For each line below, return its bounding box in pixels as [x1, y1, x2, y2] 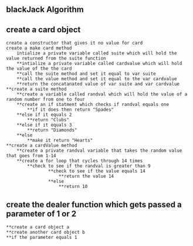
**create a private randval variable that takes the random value [16, 148, 182, 154]
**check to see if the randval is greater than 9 [27, 163, 151, 169]
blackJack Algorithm [6, 5, 84, 15]
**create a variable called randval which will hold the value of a [16, 91, 188, 97]
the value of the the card [6, 66, 72, 72]
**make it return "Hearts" [27, 138, 93, 143]
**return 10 [58, 184, 88, 190]
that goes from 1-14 [6, 153, 57, 159]
